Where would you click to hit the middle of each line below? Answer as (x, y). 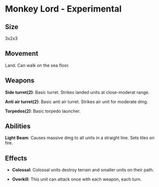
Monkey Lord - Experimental (64, 9)
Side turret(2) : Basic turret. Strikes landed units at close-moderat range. (77, 92)
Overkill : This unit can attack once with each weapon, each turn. (77, 179)
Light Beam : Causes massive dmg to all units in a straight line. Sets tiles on (80, 138)
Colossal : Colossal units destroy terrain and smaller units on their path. (83, 170)
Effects (16, 158)
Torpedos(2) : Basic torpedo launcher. (43, 111)
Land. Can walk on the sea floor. (37, 65)
